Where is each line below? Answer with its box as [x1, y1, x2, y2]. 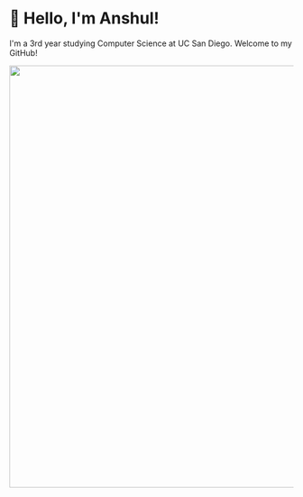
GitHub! [9, 47, 38, 58]
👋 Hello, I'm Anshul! [9, 8, 160, 29]
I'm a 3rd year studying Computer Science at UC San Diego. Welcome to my [9, 38, 293, 49]
